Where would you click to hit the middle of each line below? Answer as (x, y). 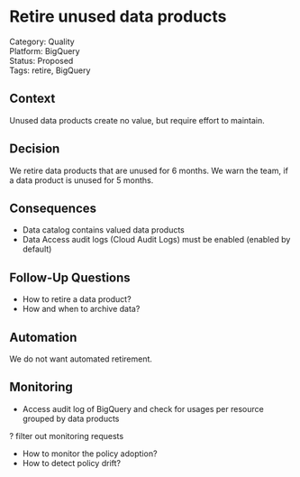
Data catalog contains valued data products (103, 230)
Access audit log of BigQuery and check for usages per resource (143, 408)
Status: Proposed (41, 60)
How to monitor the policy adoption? (90, 454)
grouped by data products (71, 418)
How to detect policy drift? (72, 463)
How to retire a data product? (77, 299)
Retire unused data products (118, 17)
